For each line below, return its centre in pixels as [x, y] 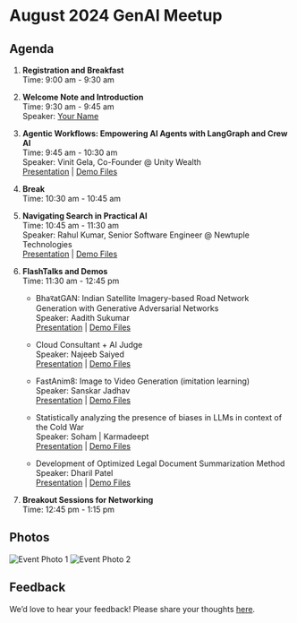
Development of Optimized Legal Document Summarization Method [160, 463]
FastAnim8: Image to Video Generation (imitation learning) [143, 381]
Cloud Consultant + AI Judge [89, 345]
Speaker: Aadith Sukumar [82, 318]
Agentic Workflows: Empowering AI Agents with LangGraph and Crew [155, 134]
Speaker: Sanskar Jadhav [83, 390]
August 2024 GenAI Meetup [116, 16]
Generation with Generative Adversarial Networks [127, 308]
